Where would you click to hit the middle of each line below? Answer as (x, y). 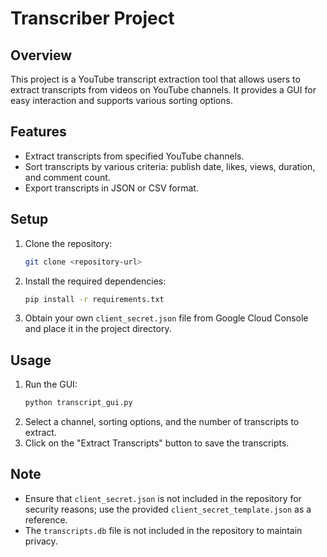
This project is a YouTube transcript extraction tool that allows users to (155, 79)
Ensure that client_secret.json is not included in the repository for (163, 498)
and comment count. (67, 177)
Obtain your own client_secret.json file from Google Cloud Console (166, 318)
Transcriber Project (92, 18)
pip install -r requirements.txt (94, 299)
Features (38, 132)
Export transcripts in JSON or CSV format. (111, 188)
